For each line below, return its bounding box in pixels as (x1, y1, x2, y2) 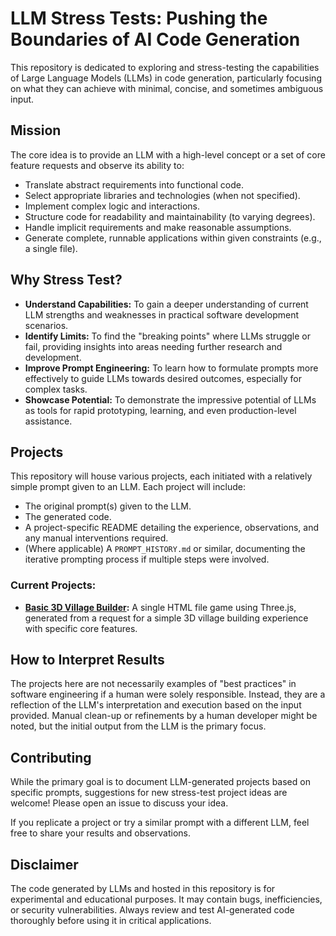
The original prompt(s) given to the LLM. (24, 500, 192, 512)
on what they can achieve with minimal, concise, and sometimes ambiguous (10, 82, 324, 94)
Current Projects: (10, 578, 97, 592)
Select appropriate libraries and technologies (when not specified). (24, 189, 301, 201)
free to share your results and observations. (10, 827, 192, 839)
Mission (10, 122, 62, 139)
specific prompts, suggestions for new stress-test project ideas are (10, 787, 288, 799)
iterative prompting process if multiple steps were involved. (24, 553, 270, 566)
